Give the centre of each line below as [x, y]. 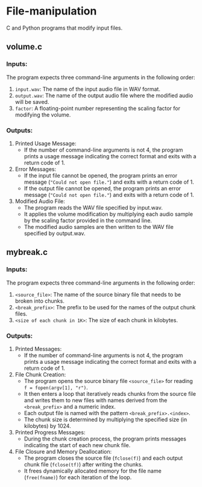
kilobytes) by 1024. [47, 426]
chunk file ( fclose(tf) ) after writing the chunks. [84, 464]
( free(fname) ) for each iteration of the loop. [78, 477]
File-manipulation [52, 11]
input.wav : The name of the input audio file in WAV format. [88, 89]
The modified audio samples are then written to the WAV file [99, 227]
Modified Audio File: [40, 201]
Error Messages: [35, 169]
